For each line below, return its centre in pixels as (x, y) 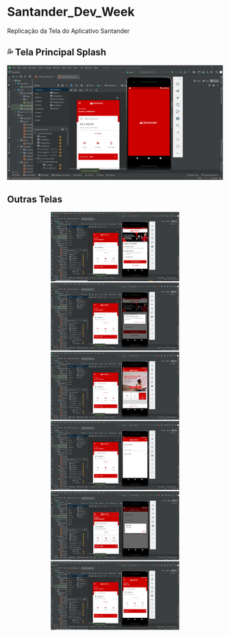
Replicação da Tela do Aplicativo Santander (68, 31)
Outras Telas (35, 199)
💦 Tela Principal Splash (57, 52)
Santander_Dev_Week (71, 12)
